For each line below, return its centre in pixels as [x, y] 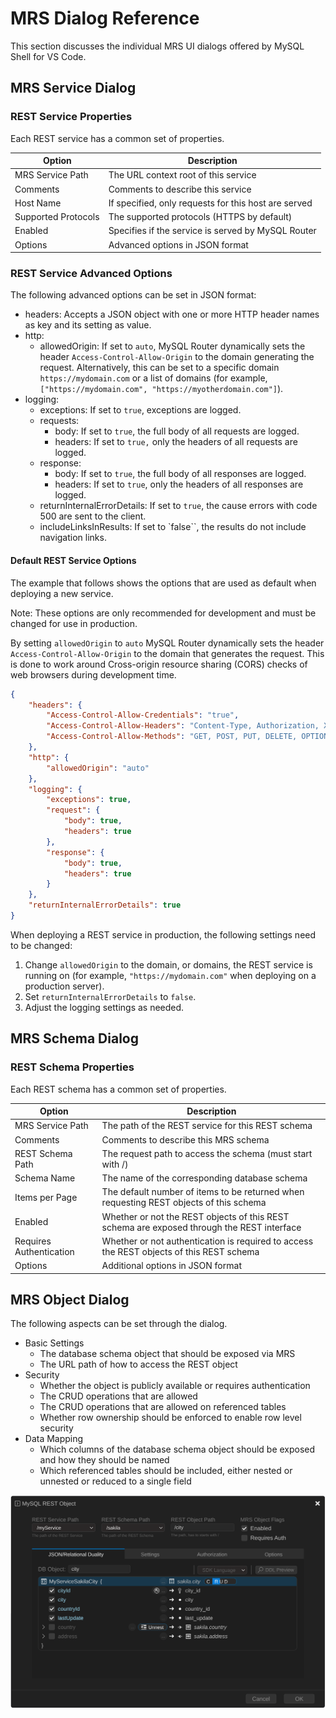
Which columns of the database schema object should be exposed [177, 1449]
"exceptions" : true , [89, 800]
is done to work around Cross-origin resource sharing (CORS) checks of [159, 664]
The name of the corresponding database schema [204, 1178]
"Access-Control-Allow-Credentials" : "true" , [143, 715]
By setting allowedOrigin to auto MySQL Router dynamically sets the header [167, 643]
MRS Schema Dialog [74, 1038]
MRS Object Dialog [70, 1299]
